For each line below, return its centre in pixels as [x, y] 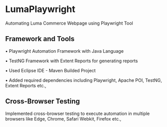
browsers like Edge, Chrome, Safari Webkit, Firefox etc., [63, 118]
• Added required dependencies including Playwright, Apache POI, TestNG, [84, 80]
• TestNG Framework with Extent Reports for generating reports [72, 61]
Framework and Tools [40, 39]
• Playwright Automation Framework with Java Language [65, 51]
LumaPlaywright [40, 9]
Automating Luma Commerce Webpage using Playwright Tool [69, 23]
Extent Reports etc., [26, 85]
